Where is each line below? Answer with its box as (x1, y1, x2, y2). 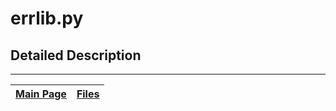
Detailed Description (10, 47, 142, 64)
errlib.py (10, 7, 84, 30)
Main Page (15, 87, 67, 101)
